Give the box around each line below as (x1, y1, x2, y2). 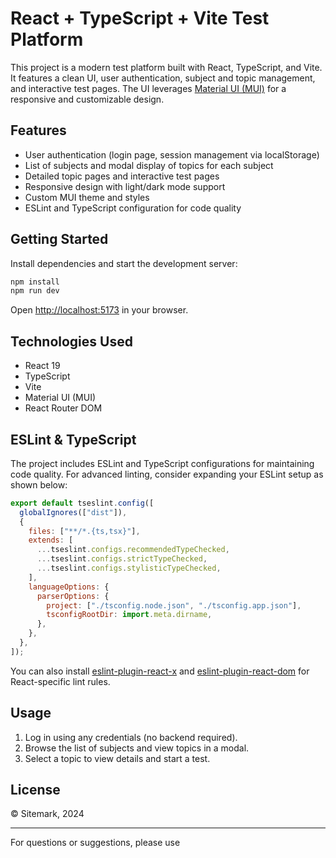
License (10, 782, 61, 799)
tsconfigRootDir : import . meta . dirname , (46, 610, 213, 620)
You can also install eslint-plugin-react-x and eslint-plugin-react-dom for (10, 665, 310, 677)
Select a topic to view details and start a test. (24, 752, 211, 764)
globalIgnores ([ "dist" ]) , (19, 507, 128, 517)
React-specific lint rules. (10, 675, 111, 687)
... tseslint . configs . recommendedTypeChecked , (36, 545, 230, 555)
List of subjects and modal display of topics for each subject (24, 159, 274, 171)
